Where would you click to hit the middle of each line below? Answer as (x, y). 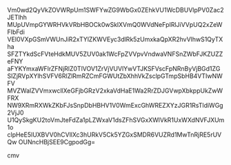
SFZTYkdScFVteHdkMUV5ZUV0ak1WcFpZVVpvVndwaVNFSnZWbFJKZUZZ (115, 54)
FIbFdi (16, 32)
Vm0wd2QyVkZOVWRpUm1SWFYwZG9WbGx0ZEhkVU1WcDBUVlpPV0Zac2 (115, 10)
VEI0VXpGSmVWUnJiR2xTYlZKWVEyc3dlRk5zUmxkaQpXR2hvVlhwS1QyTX (115, 39)
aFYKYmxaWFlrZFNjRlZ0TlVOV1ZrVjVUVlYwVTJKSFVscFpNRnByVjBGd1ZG (114, 69)
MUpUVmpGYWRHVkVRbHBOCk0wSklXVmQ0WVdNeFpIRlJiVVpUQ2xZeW (115, 25)
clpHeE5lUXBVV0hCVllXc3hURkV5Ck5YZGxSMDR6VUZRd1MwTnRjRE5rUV (114, 135)
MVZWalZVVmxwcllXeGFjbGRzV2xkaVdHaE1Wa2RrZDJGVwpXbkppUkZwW (115, 90)
